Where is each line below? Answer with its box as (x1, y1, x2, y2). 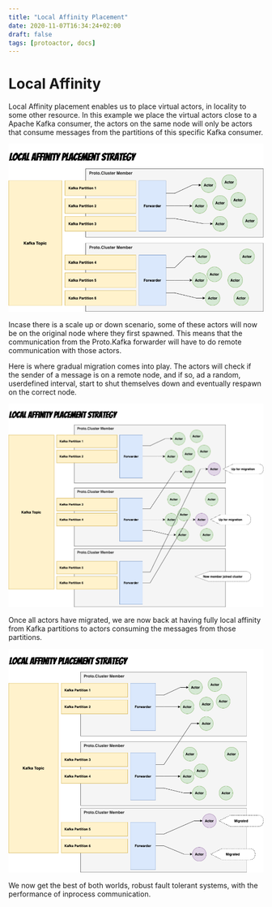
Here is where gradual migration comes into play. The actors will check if (8, 361, 252, 371)
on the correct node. (8, 387, 77, 397)
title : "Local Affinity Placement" (8, 13, 129, 21)
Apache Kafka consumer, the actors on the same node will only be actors (8, 119, 253, 129)
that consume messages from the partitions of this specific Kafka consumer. (8, 127, 264, 137)
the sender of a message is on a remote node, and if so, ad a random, (8, 369, 241, 379)
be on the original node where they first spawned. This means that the (8, 328, 243, 338)
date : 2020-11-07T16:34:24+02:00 (8, 21, 121, 30)
